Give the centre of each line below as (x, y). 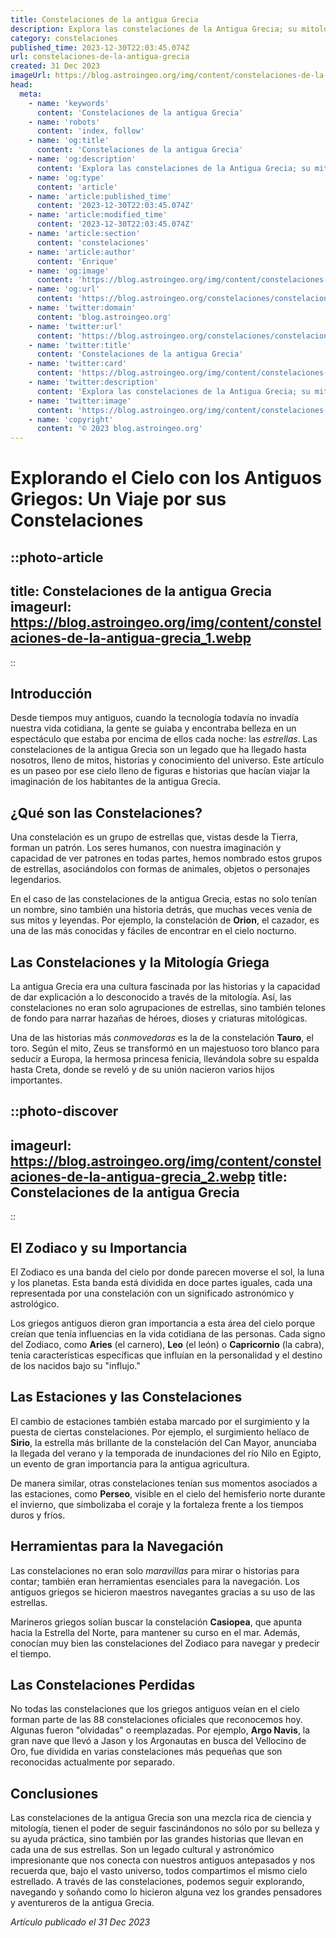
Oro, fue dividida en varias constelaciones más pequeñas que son (146, 1752)
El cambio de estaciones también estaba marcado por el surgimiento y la (160, 1421)
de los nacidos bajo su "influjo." (75, 1365)
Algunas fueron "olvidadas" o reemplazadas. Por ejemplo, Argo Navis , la (160, 1730)
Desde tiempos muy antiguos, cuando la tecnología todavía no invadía (155, 718)
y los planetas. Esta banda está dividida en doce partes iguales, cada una (161, 1282)
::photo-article (57, 557)
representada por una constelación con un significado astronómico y (152, 1293)
